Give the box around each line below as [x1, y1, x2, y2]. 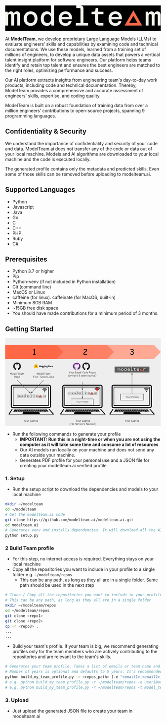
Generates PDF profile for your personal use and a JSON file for [19, 457, 150, 463]
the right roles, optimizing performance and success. [5, 67, 113, 73]
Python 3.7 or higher [12, 268, 54, 274]
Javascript [12, 204, 34, 210]
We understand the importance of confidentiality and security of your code [5, 140, 158, 146]
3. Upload [5, 697, 29, 704]
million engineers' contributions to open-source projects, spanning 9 [5, 108, 145, 113]
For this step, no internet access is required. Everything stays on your [12, 556, 154, 562]
